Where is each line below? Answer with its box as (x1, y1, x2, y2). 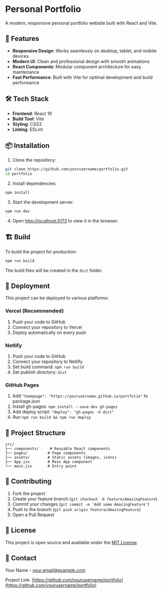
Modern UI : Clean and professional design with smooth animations (12, 58, 150, 64)
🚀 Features (5, 34, 39, 43)
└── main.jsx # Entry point (5, 464, 77, 469)
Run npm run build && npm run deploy (12, 414, 91, 420)
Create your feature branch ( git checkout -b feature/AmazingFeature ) (12, 496, 158, 502)
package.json (12, 398, 41, 404)
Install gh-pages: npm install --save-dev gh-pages (12, 403, 118, 410)
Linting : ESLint (12, 126, 43, 132)
